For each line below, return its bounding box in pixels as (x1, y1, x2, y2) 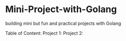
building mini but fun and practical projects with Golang (5, 20, 121, 26)
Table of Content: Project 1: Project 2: (5, 30, 83, 36)
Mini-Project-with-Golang (5, 4, 117, 15)
